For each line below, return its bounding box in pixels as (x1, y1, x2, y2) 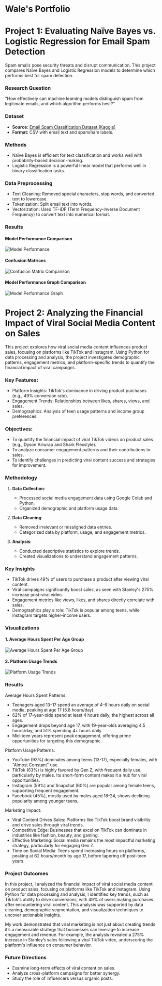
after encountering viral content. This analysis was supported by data (5, 902, 144, 907)
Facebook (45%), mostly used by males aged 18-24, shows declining (12, 792, 150, 799)
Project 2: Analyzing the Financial (5, 307, 144, 318)
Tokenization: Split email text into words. (12, 201, 93, 207)
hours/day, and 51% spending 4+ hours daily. (12, 727, 103, 733)
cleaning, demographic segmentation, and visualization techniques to (5, 906, 144, 913)
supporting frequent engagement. (12, 788, 80, 793)
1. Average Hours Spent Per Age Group (5, 637, 84, 642)
